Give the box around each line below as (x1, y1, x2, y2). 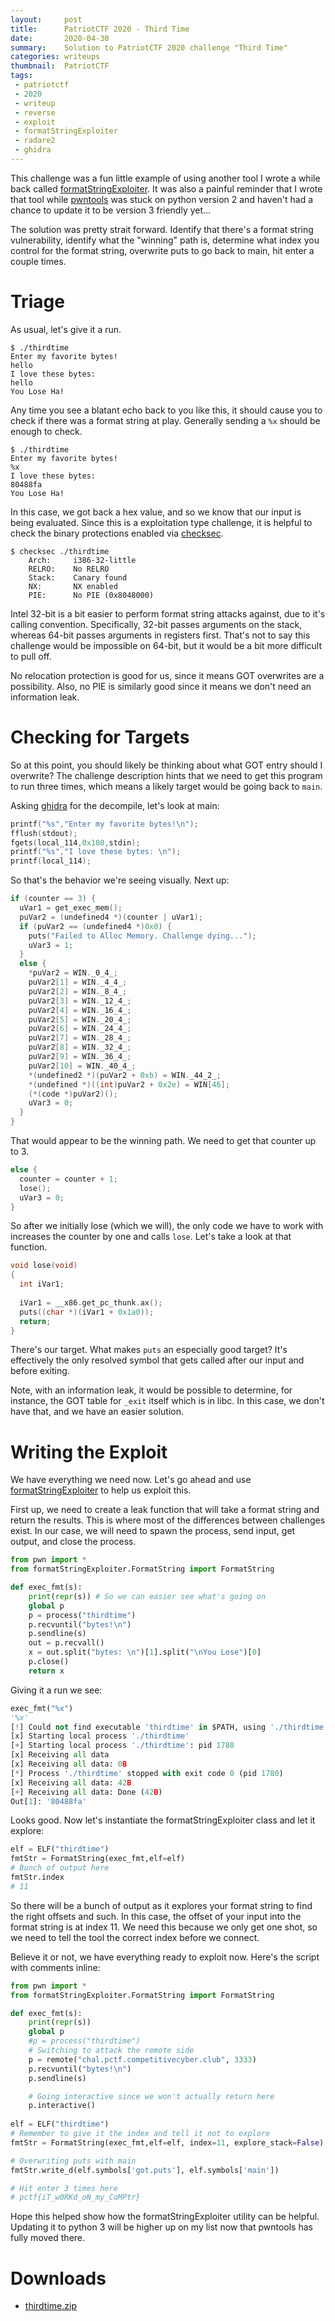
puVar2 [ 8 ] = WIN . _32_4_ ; (28, 1042, 132, 1053)
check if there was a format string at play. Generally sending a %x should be (10, 414, 321, 426)
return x (28, 1666, 65, 1676)
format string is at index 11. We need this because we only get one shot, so (10, 1921, 318, 1933)
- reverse (14, 107, 56, 118)
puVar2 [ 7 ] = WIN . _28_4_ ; (28, 1033, 132, 1043)
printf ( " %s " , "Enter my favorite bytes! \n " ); (10, 819, 199, 829)
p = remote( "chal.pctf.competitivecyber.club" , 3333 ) (28, 2054, 257, 2065)
